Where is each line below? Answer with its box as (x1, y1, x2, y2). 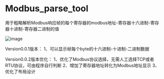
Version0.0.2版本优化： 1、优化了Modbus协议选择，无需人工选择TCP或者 (5, 56, 155, 62)
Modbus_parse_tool (5, 3, 89, 14)
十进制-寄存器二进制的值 (9, 26, 59, 32)
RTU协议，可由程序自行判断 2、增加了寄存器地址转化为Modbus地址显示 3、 (5, 62, 160, 68)
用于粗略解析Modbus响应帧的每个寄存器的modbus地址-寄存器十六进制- (5, 20, 151, 26)
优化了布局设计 (5, 68, 36, 74)
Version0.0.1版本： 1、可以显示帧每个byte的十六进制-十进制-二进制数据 (5, 46, 150, 52)
